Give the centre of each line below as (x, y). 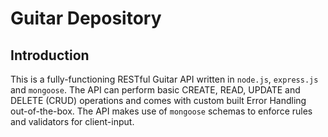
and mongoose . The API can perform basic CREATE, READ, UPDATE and (155, 90)
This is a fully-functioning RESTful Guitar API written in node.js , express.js (164, 79)
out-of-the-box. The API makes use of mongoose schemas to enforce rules (161, 111)
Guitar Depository (86, 18)
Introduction (50, 55)
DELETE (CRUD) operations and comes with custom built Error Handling (158, 100)
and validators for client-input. (72, 121)
